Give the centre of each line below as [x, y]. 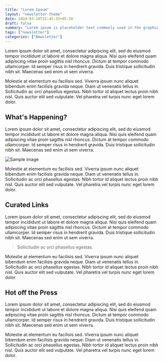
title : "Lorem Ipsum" [27, 10]
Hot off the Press [31, 292]
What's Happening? [36, 117]
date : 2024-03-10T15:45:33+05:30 [39, 19]
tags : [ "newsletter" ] [27, 32]
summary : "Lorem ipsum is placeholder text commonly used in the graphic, [83, 28]
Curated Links [27, 205]
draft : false [18, 23]
